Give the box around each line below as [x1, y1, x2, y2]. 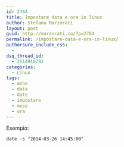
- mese [11, 102, 28, 109]
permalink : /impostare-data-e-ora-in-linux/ [6, 36, 119, 42]
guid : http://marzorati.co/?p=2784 [6, 31, 95, 37]
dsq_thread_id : [6, 53, 44, 59]
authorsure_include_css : [6, 42, 68, 48]
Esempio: [6, 124, 29, 132]
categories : [6, 64, 36, 70]
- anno [11, 81, 28, 87]
